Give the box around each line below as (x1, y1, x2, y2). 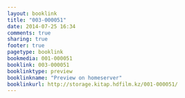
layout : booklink (7, 10, 58, 17)
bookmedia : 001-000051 (7, 55, 73, 62)
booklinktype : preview (7, 68, 73, 75)
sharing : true (7, 36, 49, 43)
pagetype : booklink (7, 49, 64, 56)
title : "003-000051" (7, 17, 67, 23)
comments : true (7, 29, 51, 37)
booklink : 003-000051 (7, 61, 70, 68)
